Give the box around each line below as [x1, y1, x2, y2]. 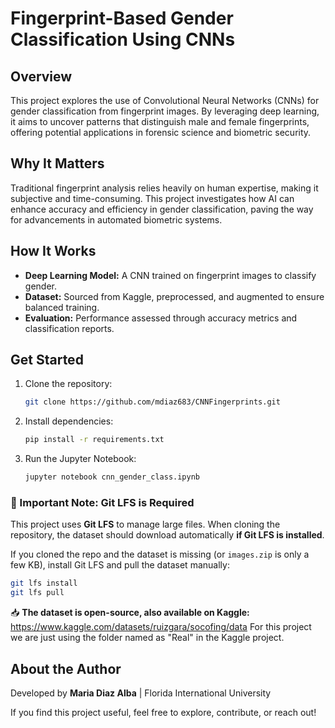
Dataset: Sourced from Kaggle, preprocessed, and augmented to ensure [24, 290, 325, 302]
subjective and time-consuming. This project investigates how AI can [10, 192, 295, 204]
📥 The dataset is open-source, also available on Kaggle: [10, 607, 250, 619]
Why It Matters [10, 155, 105, 172]
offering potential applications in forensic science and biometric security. [10, 127, 312, 138]
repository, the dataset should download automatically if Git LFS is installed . [10, 529, 325, 541]
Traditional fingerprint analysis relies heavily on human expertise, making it [10, 182, 319, 194]
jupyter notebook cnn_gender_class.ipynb [24, 472, 201, 482]
